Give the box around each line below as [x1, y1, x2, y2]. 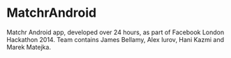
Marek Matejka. [6, 43, 52, 51]
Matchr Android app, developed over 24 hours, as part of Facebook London [6, 28, 225, 36]
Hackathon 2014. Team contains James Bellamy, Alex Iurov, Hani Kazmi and [6, 35, 225, 43]
